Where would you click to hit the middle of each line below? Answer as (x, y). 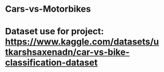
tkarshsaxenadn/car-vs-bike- (67, 52)
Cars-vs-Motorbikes (48, 9)
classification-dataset (51, 63)
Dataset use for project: (55, 32)
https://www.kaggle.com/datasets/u (82, 42)
